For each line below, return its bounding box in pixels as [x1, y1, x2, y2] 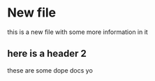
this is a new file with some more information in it [7, 28, 148, 36]
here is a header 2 [7, 48, 87, 60]
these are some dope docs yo [7, 66, 93, 74]
